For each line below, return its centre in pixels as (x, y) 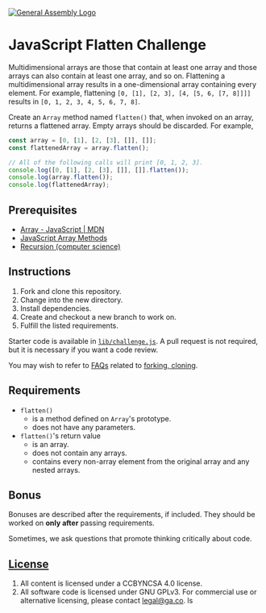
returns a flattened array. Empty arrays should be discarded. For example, (131, 126)
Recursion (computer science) (70, 246)
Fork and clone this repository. (71, 291)
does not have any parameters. (84, 427)
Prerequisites (43, 210)
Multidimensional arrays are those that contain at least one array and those (133, 67)
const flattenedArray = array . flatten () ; (79, 148)
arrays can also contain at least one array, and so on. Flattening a (117, 76)
